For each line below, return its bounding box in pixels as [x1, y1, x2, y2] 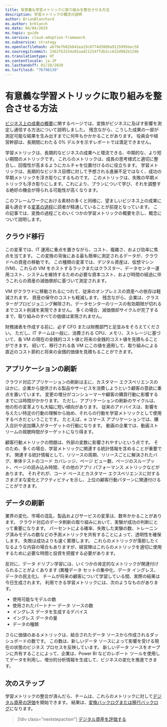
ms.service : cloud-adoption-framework [5, 35, 85, 40]
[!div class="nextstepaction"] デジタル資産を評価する [17, 716, 127, 723]
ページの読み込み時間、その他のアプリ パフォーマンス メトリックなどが [13, 464, 160, 470]
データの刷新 [5, 499, 45, 507]
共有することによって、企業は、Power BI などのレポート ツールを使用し [13, 651, 161, 657]
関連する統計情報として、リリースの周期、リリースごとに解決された [14, 451, 154, 457]
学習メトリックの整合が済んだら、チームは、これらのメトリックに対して [5, 693, 153, 699]
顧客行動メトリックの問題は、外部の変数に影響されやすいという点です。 [5, 439, 153, 445]
